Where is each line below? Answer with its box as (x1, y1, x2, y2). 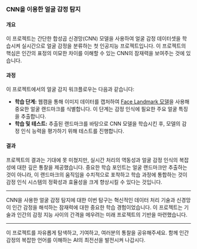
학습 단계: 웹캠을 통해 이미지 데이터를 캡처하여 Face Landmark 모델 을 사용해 (14, 98, 189, 105)
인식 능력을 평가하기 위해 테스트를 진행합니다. (21, 127, 124, 134)
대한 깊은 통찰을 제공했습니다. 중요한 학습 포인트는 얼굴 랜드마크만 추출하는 (16, 163, 188, 171)
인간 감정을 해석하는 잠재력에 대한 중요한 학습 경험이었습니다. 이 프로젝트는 (12, 204, 183, 211)
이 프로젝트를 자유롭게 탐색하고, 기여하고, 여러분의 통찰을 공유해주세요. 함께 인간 (6, 229, 189, 236)
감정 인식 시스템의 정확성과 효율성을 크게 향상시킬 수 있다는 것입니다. (6, 178, 162, 186)
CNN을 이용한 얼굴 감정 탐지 (6, 5, 81, 13)
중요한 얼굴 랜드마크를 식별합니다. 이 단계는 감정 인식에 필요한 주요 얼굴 (14, 106, 178, 113)
